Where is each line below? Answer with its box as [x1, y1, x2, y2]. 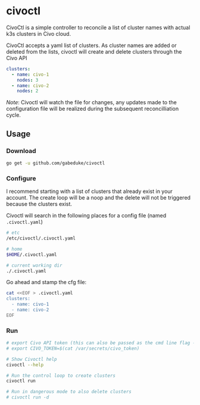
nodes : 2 [17, 88, 39, 94]
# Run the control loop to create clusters [6, 372, 116, 379]
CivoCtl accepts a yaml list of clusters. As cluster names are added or [6, 42, 177, 49]
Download [6, 147, 37, 155]
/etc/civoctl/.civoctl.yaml [6, 235, 76, 242]
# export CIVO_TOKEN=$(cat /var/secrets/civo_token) [6, 345, 140, 351]
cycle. [6, 111, 21, 119]
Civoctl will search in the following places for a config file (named [6, 212, 167, 219]
